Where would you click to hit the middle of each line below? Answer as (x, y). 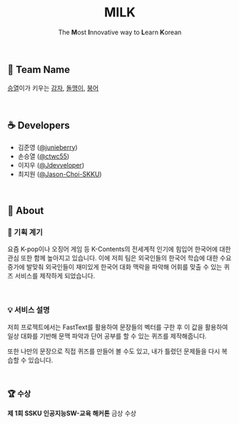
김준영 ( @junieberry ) (48, 147)
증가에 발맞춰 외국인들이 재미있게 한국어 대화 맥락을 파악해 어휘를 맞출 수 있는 (115, 267)
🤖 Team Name (39, 70)
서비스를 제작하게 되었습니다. (55, 276)
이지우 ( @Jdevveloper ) (51, 165)
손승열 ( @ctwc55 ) (44, 156)
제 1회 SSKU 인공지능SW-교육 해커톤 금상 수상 (72, 413)
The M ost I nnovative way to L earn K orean (120, 32)
